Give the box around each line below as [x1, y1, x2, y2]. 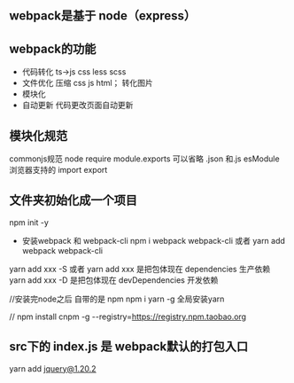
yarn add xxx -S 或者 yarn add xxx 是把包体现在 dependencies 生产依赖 [9, 263, 271, 274]
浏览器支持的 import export [9, 165, 108, 176]
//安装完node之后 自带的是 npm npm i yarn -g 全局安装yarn [9, 293, 225, 304]
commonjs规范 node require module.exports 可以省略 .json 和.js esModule [9, 153, 281, 164]
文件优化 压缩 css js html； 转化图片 [21, 78, 153, 89]
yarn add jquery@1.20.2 [9, 363, 97, 374]
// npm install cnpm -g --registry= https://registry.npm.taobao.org [9, 311, 246, 322]
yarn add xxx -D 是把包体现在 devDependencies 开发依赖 [9, 274, 219, 285]
